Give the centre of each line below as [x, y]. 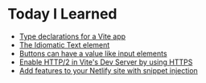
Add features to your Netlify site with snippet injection [108, 70]
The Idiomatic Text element [64, 44]
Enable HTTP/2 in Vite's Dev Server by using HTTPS [106, 62]
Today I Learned [62, 14]
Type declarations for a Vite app [72, 36]
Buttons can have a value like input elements [93, 53]
